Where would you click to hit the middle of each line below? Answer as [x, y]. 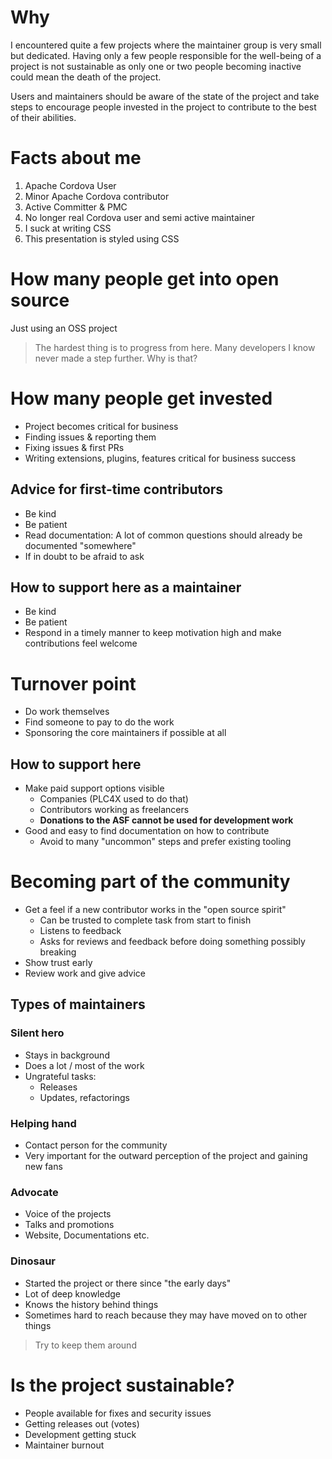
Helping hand [43, 1123]
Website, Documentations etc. [87, 1235]
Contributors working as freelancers [114, 810]
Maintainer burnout [64, 1445]
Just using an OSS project [64, 328]
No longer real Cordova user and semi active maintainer [139, 217]
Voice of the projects [68, 1214]
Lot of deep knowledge [72, 1293]
